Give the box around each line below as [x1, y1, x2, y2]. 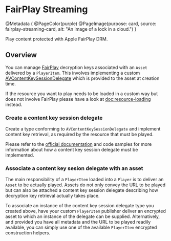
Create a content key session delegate [5, 114, 103, 121]
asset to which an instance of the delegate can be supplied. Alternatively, [5, 213, 160, 220]
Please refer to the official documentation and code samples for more [5, 141, 152, 147]
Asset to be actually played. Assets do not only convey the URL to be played [5, 182, 166, 188]
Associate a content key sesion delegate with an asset [5, 165, 143, 172]
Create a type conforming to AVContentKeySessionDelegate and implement [5, 126, 161, 132]
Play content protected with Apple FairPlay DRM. [5, 36, 108, 42]
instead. [5, 101, 23, 107]
